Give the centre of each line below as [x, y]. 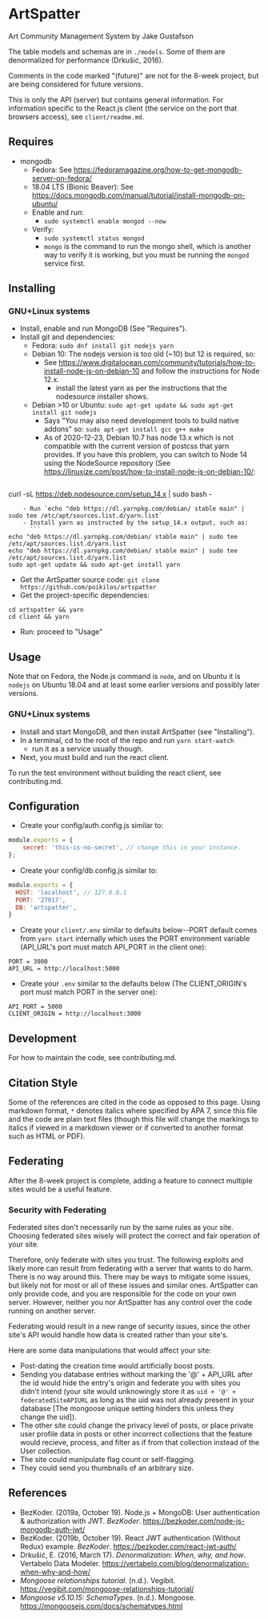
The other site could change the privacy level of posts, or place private [136, 1425]
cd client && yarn [39, 617]
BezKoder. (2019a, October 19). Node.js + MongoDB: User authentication [140, 1512]
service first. [64, 263]
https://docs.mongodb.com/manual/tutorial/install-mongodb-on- [138, 195]
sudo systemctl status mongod [94, 238]
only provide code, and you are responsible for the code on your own [122, 1294]
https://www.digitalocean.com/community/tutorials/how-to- [157, 363]
